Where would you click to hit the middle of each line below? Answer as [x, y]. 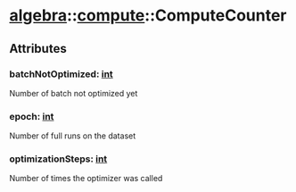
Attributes [38, 49]
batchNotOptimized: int [61, 74]
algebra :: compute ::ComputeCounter [148, 16]
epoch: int [32, 116]
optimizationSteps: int [58, 159]
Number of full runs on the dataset [73, 136]
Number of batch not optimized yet [74, 93]
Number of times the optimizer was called [86, 179]
